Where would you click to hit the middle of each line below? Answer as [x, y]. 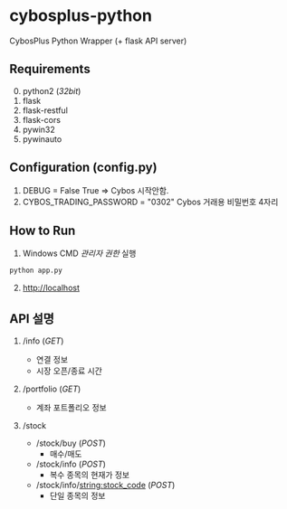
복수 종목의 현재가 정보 [90, 475]
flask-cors [42, 119]
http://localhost [51, 288]
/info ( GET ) [43, 341]
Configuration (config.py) [83, 168]
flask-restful [45, 110]
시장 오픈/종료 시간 [69, 371]
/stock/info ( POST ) [71, 464]
